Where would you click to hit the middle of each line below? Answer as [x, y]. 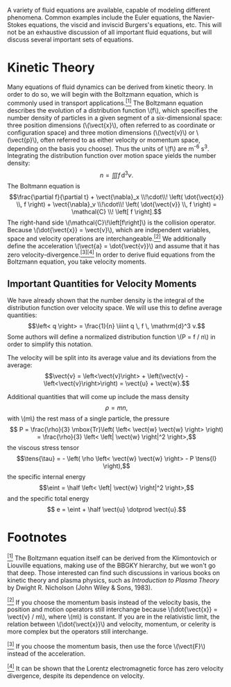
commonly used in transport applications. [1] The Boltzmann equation [105, 102]
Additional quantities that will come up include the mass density [98, 397]
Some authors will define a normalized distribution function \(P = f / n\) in [112, 337]
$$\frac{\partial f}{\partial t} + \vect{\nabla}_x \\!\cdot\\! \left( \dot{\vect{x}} [117, 197]
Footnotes [37, 538]
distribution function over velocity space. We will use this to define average [115, 308]
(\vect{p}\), [23, 140]
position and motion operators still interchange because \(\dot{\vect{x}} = [112, 609]
